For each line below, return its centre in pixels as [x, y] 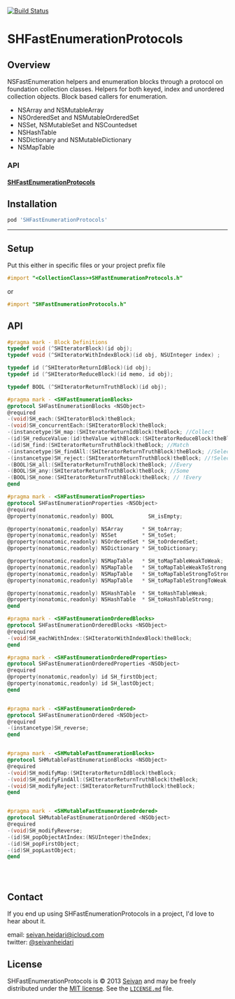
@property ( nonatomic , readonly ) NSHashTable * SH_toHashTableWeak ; [108, 593]
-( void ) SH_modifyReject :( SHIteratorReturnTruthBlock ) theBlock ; [101, 786]
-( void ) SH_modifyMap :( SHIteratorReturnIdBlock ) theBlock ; [92, 773]
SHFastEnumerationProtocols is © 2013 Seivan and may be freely [102, 981]
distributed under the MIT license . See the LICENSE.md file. [91, 988]
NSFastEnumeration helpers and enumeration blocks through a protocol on [115, 82]
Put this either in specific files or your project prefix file [86, 265]
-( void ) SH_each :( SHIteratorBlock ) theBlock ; [72, 419]
